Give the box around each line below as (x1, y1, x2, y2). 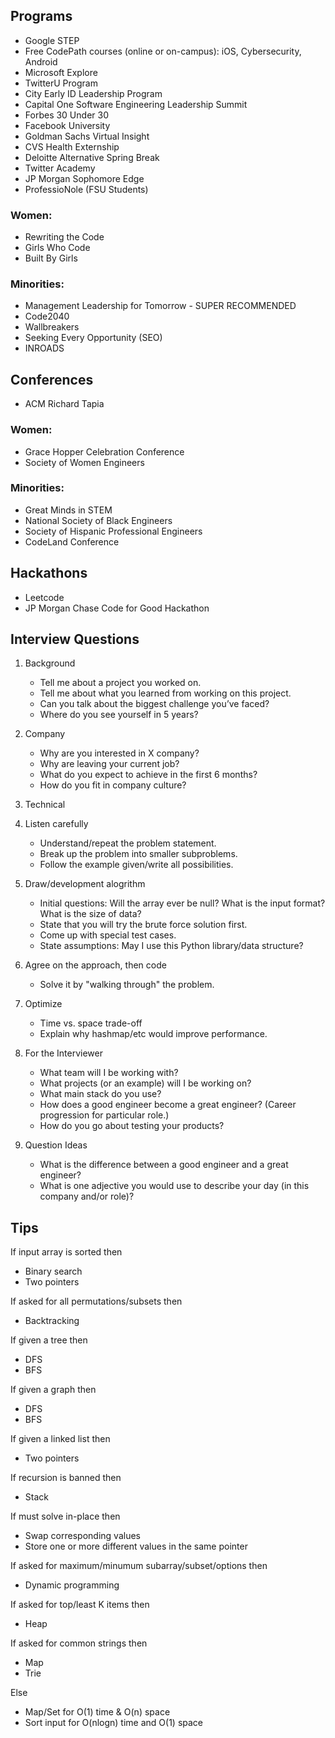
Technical (24, 799, 66, 811)
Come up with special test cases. (39, 929, 177, 941)
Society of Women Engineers (24, 456, 145, 468)
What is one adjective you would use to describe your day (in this (39, 1180, 310, 1192)
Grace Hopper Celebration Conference (24, 445, 185, 458)
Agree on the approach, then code (24, 959, 167, 971)
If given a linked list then (10, 1433, 111, 1445)
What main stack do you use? (39, 1088, 162, 1100)
